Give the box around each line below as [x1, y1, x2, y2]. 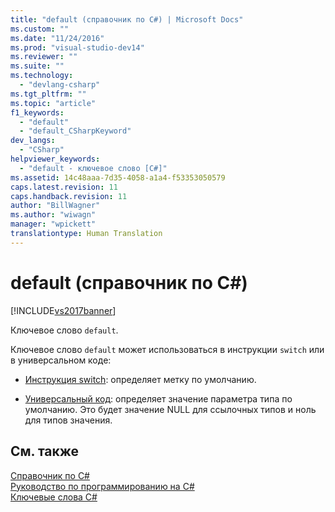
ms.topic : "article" [10, 98, 97, 108]
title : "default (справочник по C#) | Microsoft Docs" [10, 14, 244, 25]
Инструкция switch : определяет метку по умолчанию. [24, 373, 257, 385]
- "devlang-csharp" [19, 80, 101, 90]
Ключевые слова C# [10, 491, 98, 503]
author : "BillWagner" [10, 201, 101, 211]
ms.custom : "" [10, 24, 70, 34]
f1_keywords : [10, 107, 65, 118]
